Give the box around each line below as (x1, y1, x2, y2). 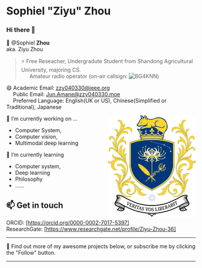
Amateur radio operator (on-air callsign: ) (29, 73, 159, 80)
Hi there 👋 (6, 26, 36, 34)
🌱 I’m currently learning (6, 151, 64, 159)
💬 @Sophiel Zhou (6, 39, 50, 46)
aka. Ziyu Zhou (6, 46, 43, 53)
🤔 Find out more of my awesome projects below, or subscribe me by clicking (6, 243, 196, 250)
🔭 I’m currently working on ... (6, 115, 78, 123)
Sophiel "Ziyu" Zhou (6, 4, 111, 18)
